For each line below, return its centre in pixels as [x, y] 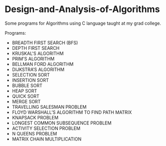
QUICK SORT [26, 96]
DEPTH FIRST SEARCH [36, 48]
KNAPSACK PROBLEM [35, 117]
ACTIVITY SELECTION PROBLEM [46, 128]
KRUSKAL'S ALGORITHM [38, 53]
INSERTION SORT [30, 80]
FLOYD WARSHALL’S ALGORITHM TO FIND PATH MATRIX [72, 112]
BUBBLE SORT [27, 85]
